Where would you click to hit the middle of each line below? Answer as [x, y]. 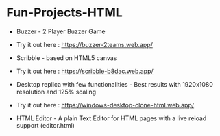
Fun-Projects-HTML [64, 13]
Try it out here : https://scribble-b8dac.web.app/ [85, 71]
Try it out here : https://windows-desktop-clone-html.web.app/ [105, 105]
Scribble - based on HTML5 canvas [66, 58]
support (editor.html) [45, 125]
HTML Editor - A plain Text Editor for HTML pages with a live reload [111, 118]
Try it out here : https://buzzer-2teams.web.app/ [85, 44]
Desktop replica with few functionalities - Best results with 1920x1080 [115, 84]
